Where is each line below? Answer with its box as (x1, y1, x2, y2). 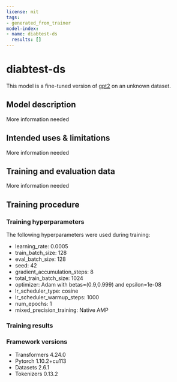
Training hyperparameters (6, 217, 85, 225)
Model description (6, 100, 76, 110)
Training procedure (6, 199, 80, 210)
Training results (6, 321, 53, 330)
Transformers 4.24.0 (14, 351, 66, 359)
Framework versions (6, 337, 68, 345)
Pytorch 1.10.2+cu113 (14, 357, 67, 365)
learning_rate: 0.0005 (14, 243, 68, 250)
